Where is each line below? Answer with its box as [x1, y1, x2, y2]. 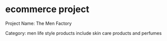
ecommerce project [5, 4, 90, 15]
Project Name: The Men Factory [5, 20, 72, 26]
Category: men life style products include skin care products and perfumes [5, 30, 162, 36]
